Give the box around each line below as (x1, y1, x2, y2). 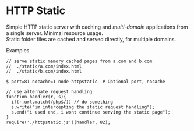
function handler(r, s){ (6, 94, 66, 100)
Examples (6, 47, 30, 54)
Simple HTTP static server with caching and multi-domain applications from (6, 23, 188, 30)
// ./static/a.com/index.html (6, 63, 82, 69)
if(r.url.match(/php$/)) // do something (11, 99, 114, 105)
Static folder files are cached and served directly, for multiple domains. (6, 36, 177, 43)
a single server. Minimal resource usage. (6, 29, 103, 36)
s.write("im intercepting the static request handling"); (11, 104, 156, 110)
